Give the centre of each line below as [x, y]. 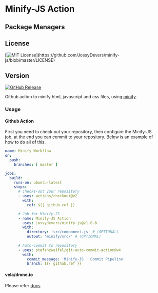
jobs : [10, 173]
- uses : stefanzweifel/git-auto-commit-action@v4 [69, 250]
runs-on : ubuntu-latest [38, 183]
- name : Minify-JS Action [44, 218]
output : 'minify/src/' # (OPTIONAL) [64, 237]
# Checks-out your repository [49, 192]
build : [16, 178]
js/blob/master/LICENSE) [30, 60]
